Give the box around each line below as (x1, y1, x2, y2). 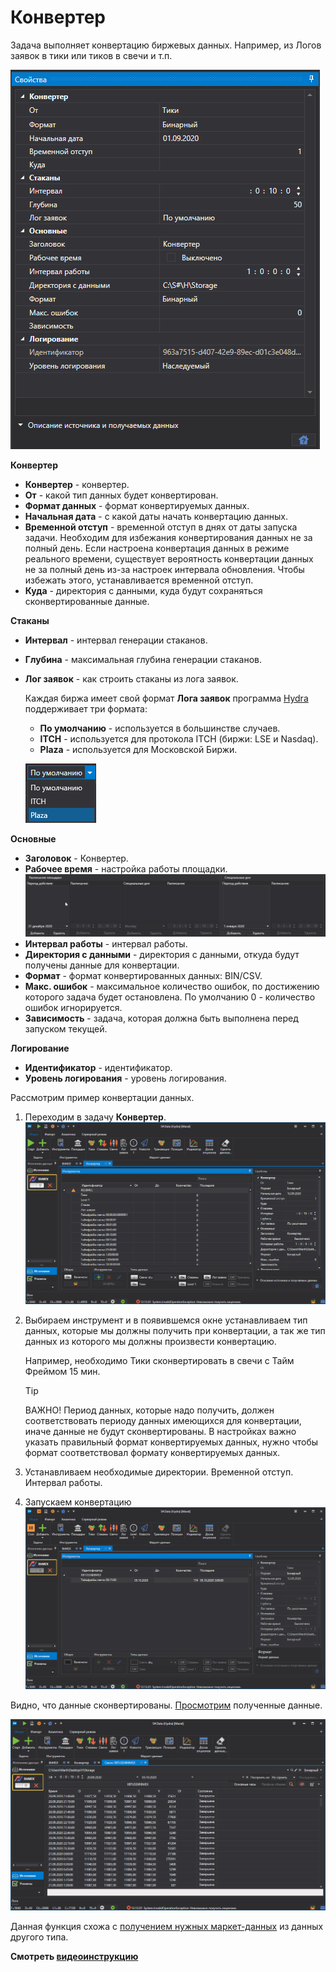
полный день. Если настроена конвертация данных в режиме (24, 542, 290, 554)
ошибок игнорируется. (24, 1001, 123, 1013)
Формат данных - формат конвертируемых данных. (24, 499, 250, 511)
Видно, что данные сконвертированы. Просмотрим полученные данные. (10, 1699, 323, 1711)
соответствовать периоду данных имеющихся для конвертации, (24, 1415, 302, 1427)
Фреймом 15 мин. (24, 1366, 101, 1378)
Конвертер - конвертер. (24, 478, 130, 490)
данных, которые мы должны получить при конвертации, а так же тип (24, 1325, 326, 1337)
